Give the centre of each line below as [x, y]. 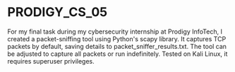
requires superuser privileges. [51, 61]
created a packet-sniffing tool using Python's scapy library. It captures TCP [117, 38]
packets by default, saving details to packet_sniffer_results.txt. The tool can [117, 46]
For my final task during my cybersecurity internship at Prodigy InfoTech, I [115, 31]
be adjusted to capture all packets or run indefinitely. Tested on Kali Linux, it [117, 54]
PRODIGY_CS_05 [58, 12]
